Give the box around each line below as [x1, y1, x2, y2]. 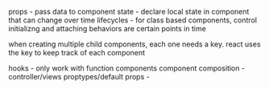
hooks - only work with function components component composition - [8, 63, 246, 73]
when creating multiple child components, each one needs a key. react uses [8, 39, 261, 49]
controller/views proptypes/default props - [8, 72, 151, 81]
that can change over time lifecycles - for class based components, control [8, 15, 258, 25]
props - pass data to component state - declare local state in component [8, 7, 250, 16]
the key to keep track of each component [8, 48, 146, 57]
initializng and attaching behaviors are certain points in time [8, 24, 207, 33]
